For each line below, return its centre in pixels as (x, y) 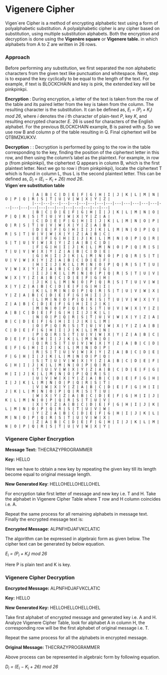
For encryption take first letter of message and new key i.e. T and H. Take (81, 494)
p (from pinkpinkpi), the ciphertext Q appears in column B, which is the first (83, 163)
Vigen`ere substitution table (35, 185)
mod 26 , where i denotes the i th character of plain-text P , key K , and (76, 116)
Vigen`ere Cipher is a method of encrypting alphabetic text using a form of (82, 23)
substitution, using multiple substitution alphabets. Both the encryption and (82, 33)
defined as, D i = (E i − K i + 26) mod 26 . (44, 179)
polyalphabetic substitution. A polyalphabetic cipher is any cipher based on (83, 28)
